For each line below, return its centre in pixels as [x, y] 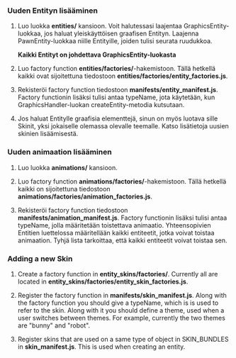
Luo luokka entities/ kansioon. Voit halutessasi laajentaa [100, 26]
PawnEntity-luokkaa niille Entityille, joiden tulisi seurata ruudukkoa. [115, 41]
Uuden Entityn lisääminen [52, 11]
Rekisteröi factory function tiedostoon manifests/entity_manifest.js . [118, 90]
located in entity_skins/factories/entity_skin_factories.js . [103, 281]
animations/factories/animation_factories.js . [85, 196]
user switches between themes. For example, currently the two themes [121, 318]
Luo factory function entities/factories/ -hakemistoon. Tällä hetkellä [117, 69]
